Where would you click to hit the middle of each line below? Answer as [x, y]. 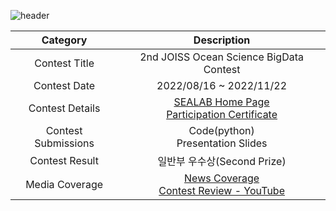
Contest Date [64, 85]
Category [64, 40]
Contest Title [64, 63]
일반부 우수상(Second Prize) [222, 161]
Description [222, 40]
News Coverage [222, 178]
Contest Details [64, 108]
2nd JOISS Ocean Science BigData [221, 57]
